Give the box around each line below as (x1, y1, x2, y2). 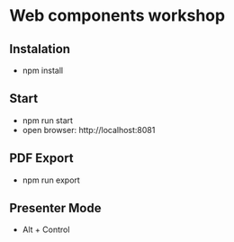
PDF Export (9, 150, 74, 166)
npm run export (22, 175, 81, 185)
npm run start (22, 114, 74, 126)
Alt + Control (22, 224, 70, 235)
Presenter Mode (9, 201, 102, 216)
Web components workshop (9, 5, 226, 26)
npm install (22, 65, 64, 76)
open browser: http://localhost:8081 (22, 124, 156, 135)
